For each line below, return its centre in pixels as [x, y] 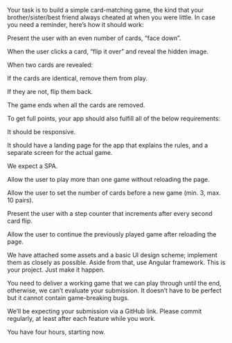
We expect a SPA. [33, 166]
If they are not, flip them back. [50, 92]
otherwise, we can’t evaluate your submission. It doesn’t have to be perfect [114, 290]
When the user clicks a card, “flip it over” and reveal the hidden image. [108, 52]
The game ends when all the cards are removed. [76, 105]
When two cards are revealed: [50, 65]
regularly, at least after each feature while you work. [81, 318]
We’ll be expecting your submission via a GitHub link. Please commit [105, 311]
